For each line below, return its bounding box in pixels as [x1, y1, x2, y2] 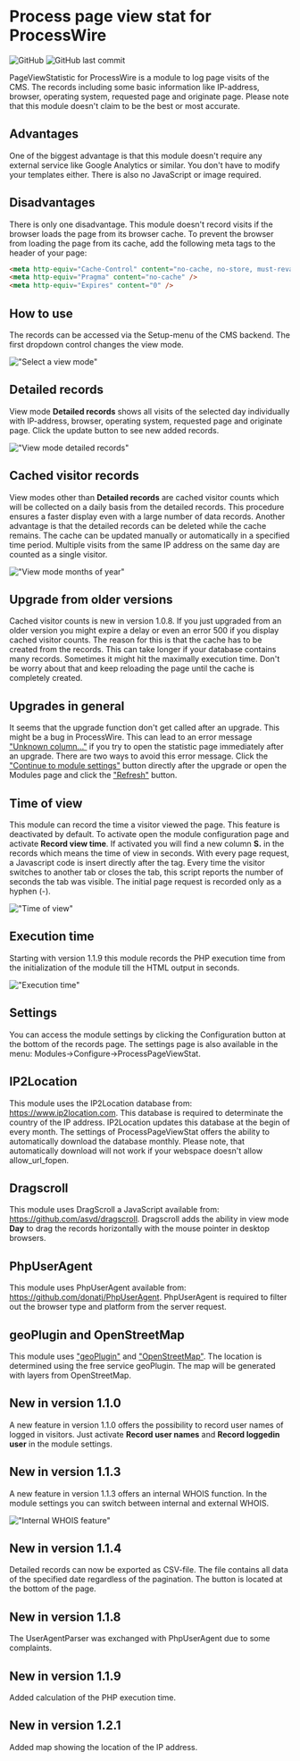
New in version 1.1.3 [9, 1464, 121, 1480]
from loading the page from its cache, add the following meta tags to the [9, 238, 276, 248]
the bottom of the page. [9, 1583, 96, 1594]
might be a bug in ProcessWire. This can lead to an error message [9, 732, 253, 742]
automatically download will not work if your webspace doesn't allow [9, 1145, 263, 1156]
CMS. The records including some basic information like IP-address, [9, 81, 261, 92]
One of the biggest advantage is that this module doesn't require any [9, 150, 262, 161]
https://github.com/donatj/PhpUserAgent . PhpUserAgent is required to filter [9, 1292, 287, 1303]
